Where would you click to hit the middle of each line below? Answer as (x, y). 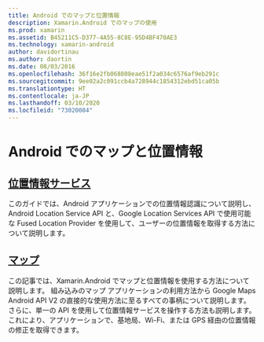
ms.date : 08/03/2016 (42, 67)
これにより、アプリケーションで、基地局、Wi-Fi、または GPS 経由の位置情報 (132, 320)
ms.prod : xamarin (37, 30)
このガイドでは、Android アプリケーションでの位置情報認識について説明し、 (132, 204)
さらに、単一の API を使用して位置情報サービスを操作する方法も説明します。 (132, 310)
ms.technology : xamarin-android (61, 45)
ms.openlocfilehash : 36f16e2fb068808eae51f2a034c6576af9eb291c (114, 74)
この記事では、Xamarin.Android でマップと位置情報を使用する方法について (129, 281)
